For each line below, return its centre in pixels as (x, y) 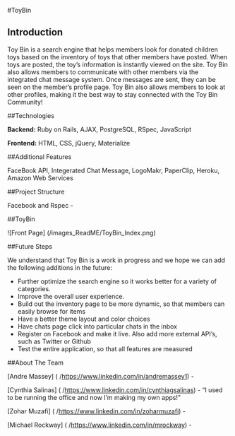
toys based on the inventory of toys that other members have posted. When (117, 57)
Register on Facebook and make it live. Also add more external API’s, (117, 334)
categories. (34, 288)
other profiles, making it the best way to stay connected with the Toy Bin (113, 94)
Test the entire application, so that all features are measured (105, 348)
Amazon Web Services (41, 178)
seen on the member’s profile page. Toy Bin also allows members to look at (116, 87)
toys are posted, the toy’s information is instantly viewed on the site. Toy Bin (117, 64)
